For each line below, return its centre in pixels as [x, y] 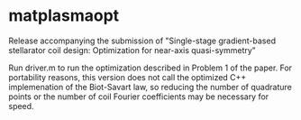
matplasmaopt [64, 16]
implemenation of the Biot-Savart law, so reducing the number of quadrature [150, 87]
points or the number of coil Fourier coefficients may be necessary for [139, 97]
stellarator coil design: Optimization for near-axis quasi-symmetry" [132, 50]
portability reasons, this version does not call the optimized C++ [128, 77]
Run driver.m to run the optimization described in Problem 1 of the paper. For [150, 68]
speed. [21, 106]
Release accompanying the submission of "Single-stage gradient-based [142, 41]
